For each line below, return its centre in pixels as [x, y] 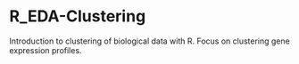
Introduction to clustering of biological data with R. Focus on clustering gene [149, 41]
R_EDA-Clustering [78, 16]
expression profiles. [46, 50]
